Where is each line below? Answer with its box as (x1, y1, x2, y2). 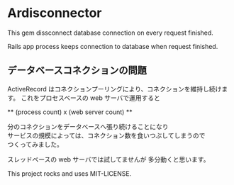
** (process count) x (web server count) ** (7, 108, 133, 116)
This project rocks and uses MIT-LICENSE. (7, 169, 132, 178)
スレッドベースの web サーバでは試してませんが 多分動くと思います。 (7, 155, 210, 164)
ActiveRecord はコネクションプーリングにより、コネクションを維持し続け (7, 84, 222, 93)
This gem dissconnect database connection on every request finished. (7, 28, 214, 37)
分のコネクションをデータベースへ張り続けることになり (7, 122, 169, 130)
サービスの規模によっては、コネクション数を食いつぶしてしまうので (7, 131, 206, 140)
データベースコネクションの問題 (7, 65, 147, 77)
